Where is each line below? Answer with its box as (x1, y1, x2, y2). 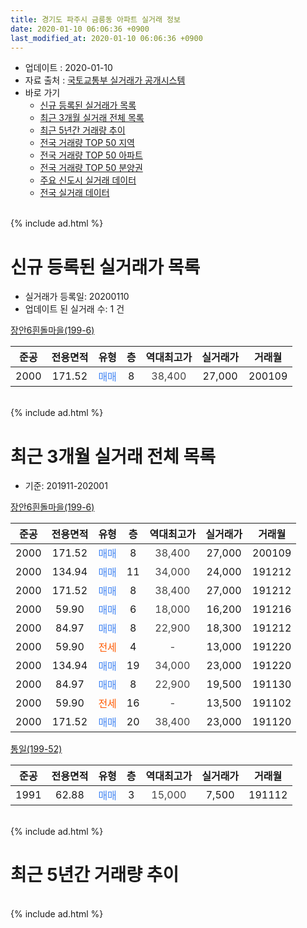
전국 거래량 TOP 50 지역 (39, 137, 135, 149)
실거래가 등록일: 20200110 (24, 291, 130, 303)
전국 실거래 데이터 (39, 187, 110, 199)
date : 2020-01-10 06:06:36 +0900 (10, 24, 150, 34)
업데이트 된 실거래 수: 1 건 (24, 303, 125, 315)
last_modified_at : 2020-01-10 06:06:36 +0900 (10, 33, 203, 43)
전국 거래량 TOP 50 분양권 (39, 162, 143, 174)
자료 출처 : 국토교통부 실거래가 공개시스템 (24, 74, 186, 86)
